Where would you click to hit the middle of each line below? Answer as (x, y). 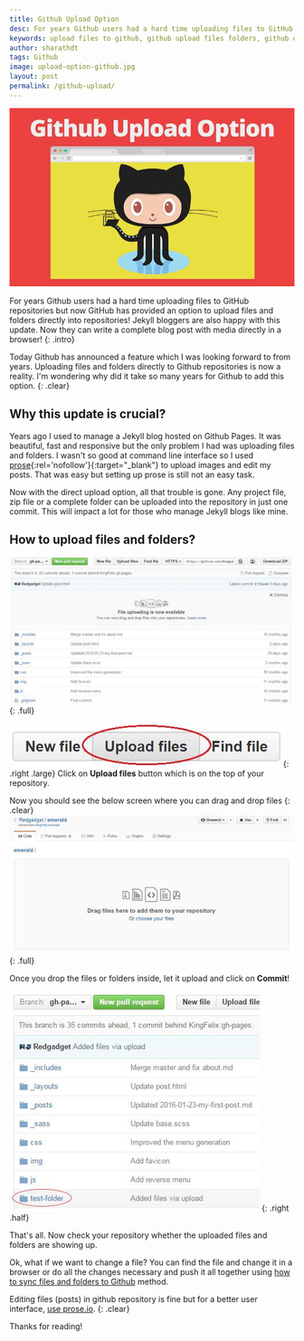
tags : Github (34, 57)
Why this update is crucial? (88, 414)
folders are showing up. (53, 1244)
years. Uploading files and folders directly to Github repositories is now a (145, 366)
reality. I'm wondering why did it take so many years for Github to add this (147, 376)
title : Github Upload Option (64, 19)
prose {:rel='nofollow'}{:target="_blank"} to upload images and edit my (140, 465)
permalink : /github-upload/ (62, 86)
